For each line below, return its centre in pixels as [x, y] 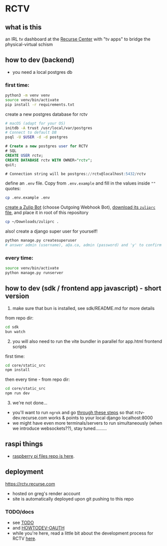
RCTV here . [24, 539]
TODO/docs [20, 512]
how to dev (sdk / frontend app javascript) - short [83, 288]
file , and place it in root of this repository [47, 213]
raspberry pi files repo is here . [43, 456]
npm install [17, 370]
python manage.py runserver [34, 273]
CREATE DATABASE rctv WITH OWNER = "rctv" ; [49, 160]
